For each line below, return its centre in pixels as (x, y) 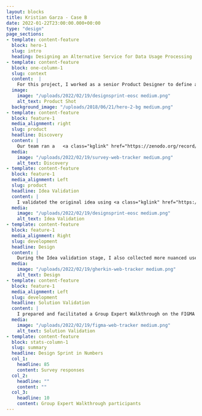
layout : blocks (25, 12)
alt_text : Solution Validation (56, 331)
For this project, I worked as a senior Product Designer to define (105, 85)
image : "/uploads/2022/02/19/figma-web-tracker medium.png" (94, 325)
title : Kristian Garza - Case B (47, 17)
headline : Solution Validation (51, 303)
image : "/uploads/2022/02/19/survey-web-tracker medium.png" (95, 157)
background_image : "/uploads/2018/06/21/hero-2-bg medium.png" (92, 107)
